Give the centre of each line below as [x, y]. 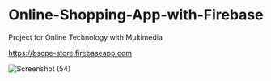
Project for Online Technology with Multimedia [86, 37]
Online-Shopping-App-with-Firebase [136, 15]
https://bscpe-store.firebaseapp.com [70, 53]
